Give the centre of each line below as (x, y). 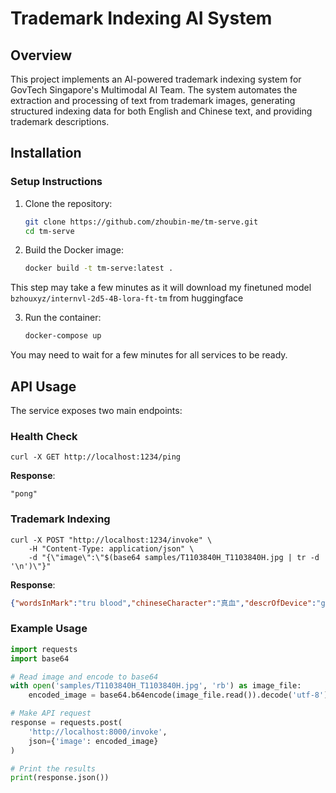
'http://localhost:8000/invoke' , (98, 732)
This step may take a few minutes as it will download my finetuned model (161, 288)
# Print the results (53, 768)
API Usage (43, 386)
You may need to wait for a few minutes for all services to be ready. (149, 355)
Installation (46, 153)
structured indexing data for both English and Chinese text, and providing (161, 111)
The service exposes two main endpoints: (96, 410)
